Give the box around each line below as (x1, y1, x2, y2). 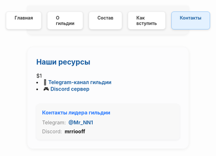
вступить (136, 20, 157, 26)
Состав (97, 15, 114, 20)
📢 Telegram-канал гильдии (43, 79, 112, 85)
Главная (14, 15, 33, 20)
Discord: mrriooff (42, 128, 85, 135)
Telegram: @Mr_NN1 (42, 119, 94, 126)
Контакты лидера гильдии (42, 109, 111, 116)
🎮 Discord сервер (43, 85, 90, 92)
